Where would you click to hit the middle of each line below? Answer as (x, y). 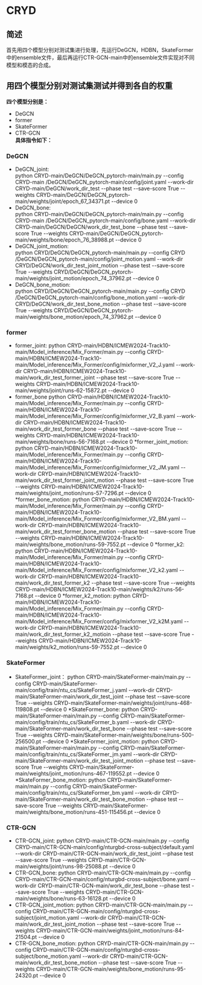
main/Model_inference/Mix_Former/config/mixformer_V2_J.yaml (95, 365)
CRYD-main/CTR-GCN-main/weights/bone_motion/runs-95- (111, 969)
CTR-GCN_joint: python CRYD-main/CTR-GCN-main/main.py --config (102, 841)
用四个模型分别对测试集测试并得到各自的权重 (90, 86)
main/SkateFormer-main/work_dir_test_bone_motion (80, 799)
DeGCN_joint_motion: (42, 246)
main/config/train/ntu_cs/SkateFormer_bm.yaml (74, 792)
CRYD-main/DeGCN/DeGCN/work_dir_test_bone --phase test (91, 227)
